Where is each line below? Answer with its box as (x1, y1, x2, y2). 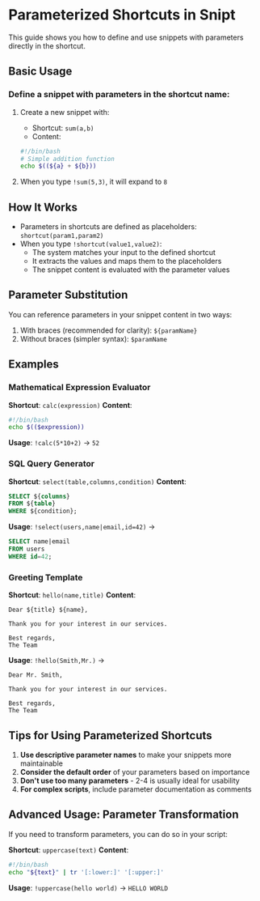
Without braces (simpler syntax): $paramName (19, 334, 168, 343)
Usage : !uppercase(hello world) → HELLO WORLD (8, 882, 169, 892)
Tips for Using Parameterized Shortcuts (8, 729, 212, 742)
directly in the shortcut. (8, 40, 86, 50)
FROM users (8, 545, 45, 554)
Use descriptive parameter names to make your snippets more (19, 750, 232, 759)
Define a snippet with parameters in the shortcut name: (8, 89, 230, 100)
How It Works (8, 200, 78, 214)
